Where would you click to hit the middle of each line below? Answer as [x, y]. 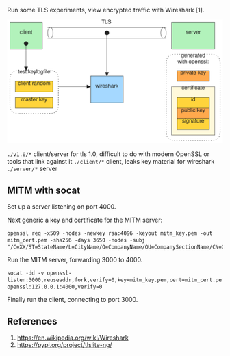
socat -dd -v [26, 273]
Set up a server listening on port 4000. [62, 207]
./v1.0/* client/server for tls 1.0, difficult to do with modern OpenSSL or [108, 154]
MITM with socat [44, 190]
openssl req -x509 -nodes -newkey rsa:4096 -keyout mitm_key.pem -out [110, 233]
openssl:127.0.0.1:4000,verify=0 [55, 287]
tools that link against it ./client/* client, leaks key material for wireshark [111, 162]
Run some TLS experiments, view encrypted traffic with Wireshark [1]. [106, 10]
